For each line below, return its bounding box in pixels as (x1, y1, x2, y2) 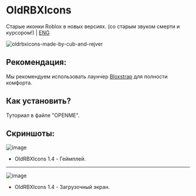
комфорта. (6, 79, 33, 86)
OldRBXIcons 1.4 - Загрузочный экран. (14, 184, 110, 191)
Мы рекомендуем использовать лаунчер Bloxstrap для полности (6, 73, 168, 80)
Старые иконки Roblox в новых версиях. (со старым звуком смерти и (6, 23, 180, 30)
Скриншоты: (6, 128, 55, 138)
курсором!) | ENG (6, 29, 50, 36)
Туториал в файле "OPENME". (6, 112, 80, 119)
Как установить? (6, 96, 71, 106)
